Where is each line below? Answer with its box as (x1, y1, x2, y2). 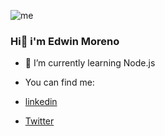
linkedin (24, 96, 58, 108)
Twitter (24, 115, 55, 127)
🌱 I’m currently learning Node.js (24, 57, 156, 69)
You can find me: (24, 76, 95, 89)
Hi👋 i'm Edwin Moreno (10, 34, 120, 48)
